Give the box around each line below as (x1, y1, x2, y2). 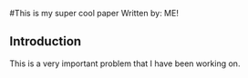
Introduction (9, 34, 82, 49)
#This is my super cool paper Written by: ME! (9, 8, 180, 18)
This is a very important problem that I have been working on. (9, 58, 241, 69)
